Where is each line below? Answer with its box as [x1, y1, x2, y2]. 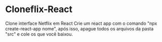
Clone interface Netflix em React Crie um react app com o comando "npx [5, 20, 157, 26]
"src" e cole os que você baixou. [5, 31, 73, 37]
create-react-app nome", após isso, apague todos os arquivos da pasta [5, 25, 154, 31]
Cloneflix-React [5, 4, 73, 15]
